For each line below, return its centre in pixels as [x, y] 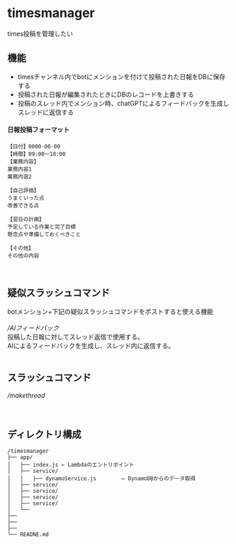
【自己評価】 [23, 190]
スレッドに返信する [46, 112]
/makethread [26, 395]
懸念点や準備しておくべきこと [44, 234]
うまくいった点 [26, 198]
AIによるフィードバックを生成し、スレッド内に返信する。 [91, 345]
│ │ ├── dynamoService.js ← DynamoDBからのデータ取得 [102, 479]
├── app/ [20, 457]
